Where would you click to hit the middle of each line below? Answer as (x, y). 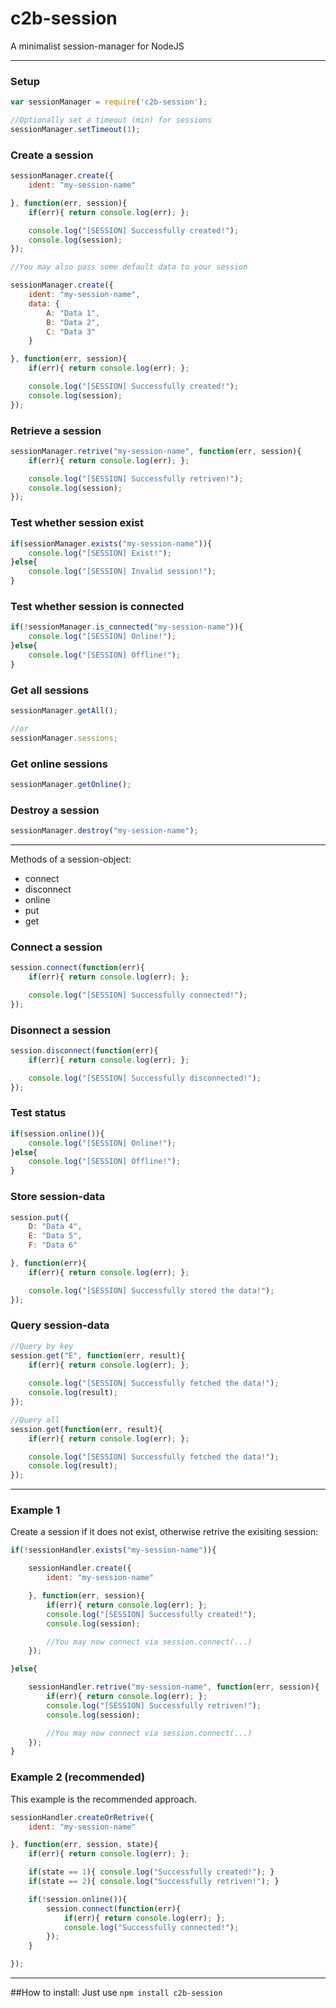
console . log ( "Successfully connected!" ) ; (151, 1927)
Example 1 (35, 1510)
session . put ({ (40, 1217)
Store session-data (58, 1197)
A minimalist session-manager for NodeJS (97, 46)
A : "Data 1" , (73, 313)
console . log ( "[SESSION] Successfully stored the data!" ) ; (151, 1290)
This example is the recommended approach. (103, 1799)
